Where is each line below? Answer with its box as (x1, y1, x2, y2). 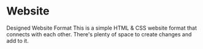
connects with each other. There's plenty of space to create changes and (6, 30, 192, 38)
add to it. (6, 37, 29, 44)
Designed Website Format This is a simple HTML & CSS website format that (6, 24, 197, 31)
